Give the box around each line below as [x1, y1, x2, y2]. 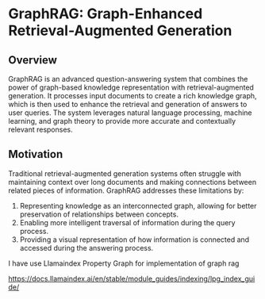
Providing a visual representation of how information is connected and [19, 235, 250, 244]
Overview [8, 53, 58, 67]
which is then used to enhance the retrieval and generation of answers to [8, 100, 248, 109]
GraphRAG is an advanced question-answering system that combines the [8, 75, 248, 83]
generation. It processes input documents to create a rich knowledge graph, [8, 91, 257, 100]
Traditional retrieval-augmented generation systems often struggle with [8, 168, 242, 178]
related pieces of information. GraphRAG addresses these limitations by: [8, 186, 244, 195]
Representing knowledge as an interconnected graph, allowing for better [19, 201, 257, 210]
